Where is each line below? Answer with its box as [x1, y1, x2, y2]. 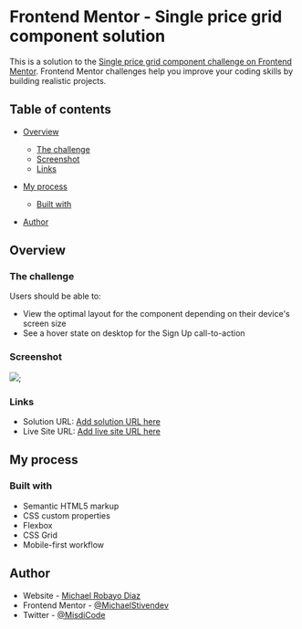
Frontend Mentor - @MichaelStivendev [22, 600, 169, 611]
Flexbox [22, 519, 53, 530]
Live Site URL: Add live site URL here [22, 426, 161, 437]
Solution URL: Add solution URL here [22, 416, 161, 427]
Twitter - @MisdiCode [22, 609, 106, 620]
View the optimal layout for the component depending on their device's [22, 309, 290, 320]
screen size [22, 318, 67, 330]
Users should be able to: [9, 290, 102, 302]
